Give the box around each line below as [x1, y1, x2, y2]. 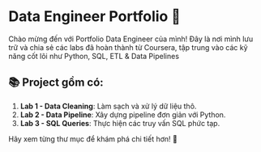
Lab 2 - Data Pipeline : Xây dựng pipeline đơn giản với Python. [19, 109, 226, 120]
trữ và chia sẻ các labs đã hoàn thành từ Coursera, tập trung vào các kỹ [8, 42, 248, 52]
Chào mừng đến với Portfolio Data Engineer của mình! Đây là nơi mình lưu [8, 34, 254, 44]
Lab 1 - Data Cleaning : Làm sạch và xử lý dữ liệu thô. [19, 101, 197, 111]
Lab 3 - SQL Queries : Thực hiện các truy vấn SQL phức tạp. [19, 118, 220, 128]
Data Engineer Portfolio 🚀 [8, 7, 181, 26]
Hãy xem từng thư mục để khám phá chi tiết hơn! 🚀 [8, 133, 178, 144]
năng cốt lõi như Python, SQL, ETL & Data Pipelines [8, 51, 180, 61]
